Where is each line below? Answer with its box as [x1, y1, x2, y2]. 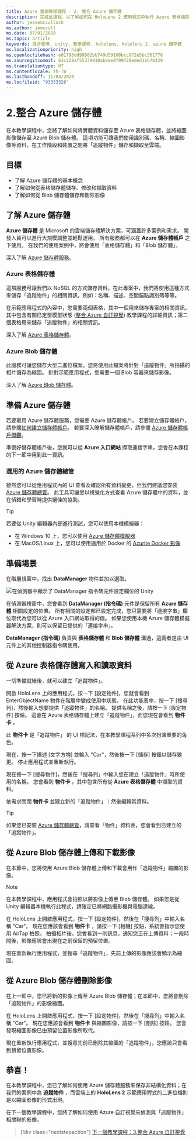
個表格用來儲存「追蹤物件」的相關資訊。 [6, 318, 103, 325]
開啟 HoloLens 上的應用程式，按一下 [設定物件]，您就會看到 [6, 689, 150, 696]
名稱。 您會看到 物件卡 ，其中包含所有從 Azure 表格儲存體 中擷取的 [16, 778, 178, 785]
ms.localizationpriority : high [6, 47, 82, 53]
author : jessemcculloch [6, 19, 64, 25]
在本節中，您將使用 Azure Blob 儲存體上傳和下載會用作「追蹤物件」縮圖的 [6, 864, 184, 871]
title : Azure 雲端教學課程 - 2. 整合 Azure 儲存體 [6, 8, 122, 15]
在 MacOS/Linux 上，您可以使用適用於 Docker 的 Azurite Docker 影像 [14, 539, 181, 547]
